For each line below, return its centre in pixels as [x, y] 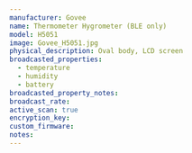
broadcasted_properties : [56, 59]
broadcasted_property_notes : [64, 93]
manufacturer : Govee [48, 18]
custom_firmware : [42, 127]
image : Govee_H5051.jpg [54, 43]
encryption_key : [40, 118]
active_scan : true [44, 110]
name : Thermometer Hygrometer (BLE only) [88, 26]
